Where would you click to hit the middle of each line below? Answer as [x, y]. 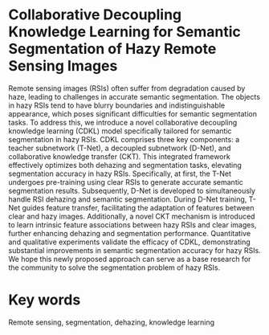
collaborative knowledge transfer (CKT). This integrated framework [119, 156]
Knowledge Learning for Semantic [124, 32]
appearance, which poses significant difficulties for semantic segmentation [132, 113]
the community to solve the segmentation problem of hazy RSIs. [114, 268]
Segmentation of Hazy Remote [112, 49]
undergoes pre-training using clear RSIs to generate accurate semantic [126, 182]
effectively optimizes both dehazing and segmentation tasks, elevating [125, 165]
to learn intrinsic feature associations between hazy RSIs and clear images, [132, 225]
